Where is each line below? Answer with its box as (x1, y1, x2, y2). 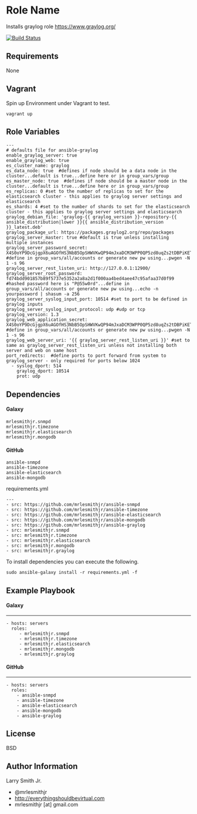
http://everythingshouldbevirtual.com (14, 795, 105, 802)
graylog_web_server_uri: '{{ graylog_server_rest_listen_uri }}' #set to (6, 337, 191, 343)
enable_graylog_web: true (6, 158, 69, 164)
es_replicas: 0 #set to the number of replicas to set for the (6, 188, 164, 194)
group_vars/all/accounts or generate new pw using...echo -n (6, 286, 159, 292)
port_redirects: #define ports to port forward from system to (6, 353, 167, 359)
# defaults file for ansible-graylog (6, 147, 98, 153)
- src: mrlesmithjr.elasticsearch (6, 538, 91, 543)
